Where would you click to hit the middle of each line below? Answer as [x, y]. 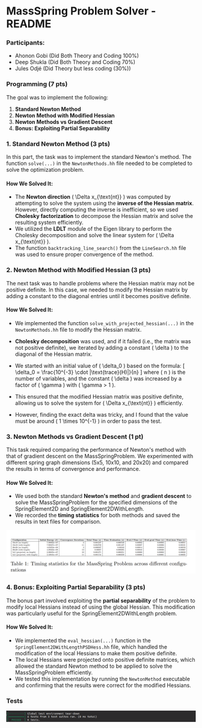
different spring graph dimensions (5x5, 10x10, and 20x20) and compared [97, 462]
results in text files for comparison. [58, 521]
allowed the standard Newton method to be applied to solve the [93, 666]
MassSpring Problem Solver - [81, 11]
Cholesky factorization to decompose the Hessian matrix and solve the [104, 216]
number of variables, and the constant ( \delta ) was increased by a [98, 378]
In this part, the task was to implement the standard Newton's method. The [99, 157]
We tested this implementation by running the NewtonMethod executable [103, 679]
